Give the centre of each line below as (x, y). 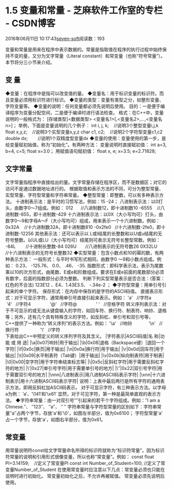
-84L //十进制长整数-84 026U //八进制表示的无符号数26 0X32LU (81, 246)
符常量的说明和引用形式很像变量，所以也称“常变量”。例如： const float (80, 457)
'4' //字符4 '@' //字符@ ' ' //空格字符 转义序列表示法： (84, 304)
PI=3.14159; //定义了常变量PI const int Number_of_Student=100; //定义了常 (85, 463)
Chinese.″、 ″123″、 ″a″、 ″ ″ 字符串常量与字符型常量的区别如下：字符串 (81, 406)
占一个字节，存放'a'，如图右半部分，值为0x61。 (56, 419)
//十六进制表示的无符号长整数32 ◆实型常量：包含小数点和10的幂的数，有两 (84, 252)
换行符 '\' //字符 (33, 329)
